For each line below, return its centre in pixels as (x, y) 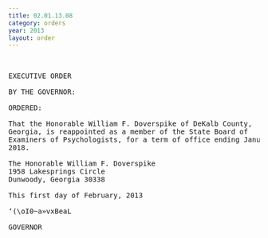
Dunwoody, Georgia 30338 (57, 179)
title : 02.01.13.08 (41, 16)
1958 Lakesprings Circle (57, 172)
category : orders (37, 23)
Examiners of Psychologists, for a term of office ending (124, 140)
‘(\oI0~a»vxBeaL (40, 211)
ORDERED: (25, 108)
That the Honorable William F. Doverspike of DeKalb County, (130, 124)
